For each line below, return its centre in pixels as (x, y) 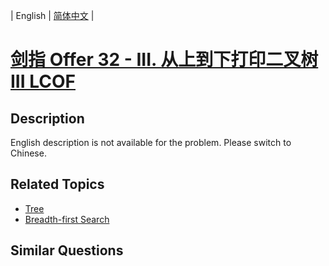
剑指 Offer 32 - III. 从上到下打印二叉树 (164, 60)
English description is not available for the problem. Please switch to (151, 142)
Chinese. (28, 153)
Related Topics (57, 184)
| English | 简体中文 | (52, 15)
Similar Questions (67, 250)
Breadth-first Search (67, 219)
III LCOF (43, 81)
